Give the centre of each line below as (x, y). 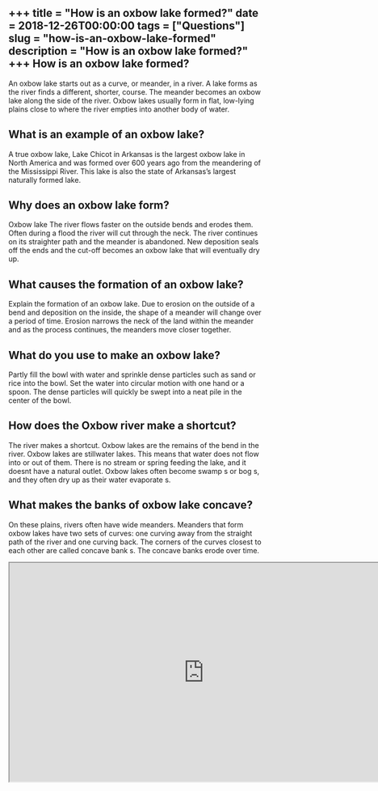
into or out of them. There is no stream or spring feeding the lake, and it (127, 462)
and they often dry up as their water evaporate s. (90, 480)
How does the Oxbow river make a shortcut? (122, 426)
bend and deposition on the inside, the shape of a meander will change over (135, 313)
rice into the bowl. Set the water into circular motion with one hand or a (126, 383)
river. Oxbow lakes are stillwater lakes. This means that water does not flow (134, 454)
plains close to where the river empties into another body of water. (119, 109)
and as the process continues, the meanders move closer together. (120, 330)
